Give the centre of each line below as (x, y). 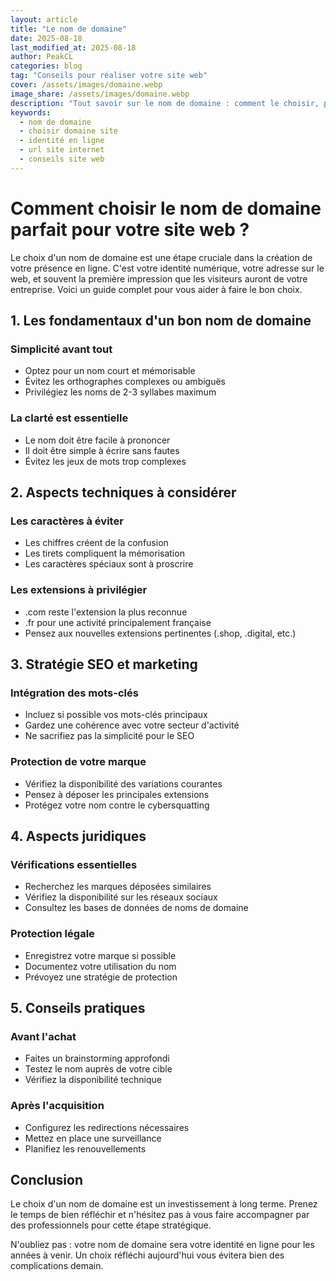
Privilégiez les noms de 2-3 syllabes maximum (120, 392)
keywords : (31, 112)
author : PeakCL (42, 57)
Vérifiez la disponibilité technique (93, 1080)
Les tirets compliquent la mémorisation (104, 553)
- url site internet (62, 150)
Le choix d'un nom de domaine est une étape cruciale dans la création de (161, 257)
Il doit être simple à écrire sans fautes (102, 450)
